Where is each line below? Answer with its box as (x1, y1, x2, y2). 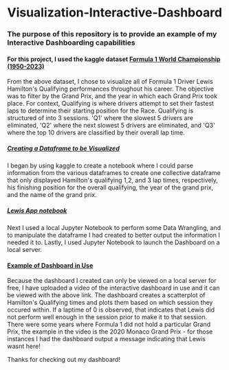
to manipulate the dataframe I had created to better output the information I (7, 231, 220, 240)
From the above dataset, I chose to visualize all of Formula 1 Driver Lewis (7, 78, 213, 86)
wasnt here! (7, 342, 41, 351)
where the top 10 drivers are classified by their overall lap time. (7, 128, 185, 137)
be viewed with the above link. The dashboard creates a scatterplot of (7, 291, 206, 299)
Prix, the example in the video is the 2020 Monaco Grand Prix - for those (7, 327, 213, 336)
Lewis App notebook (7, 206, 67, 214)
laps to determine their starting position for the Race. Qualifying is (7, 106, 194, 115)
